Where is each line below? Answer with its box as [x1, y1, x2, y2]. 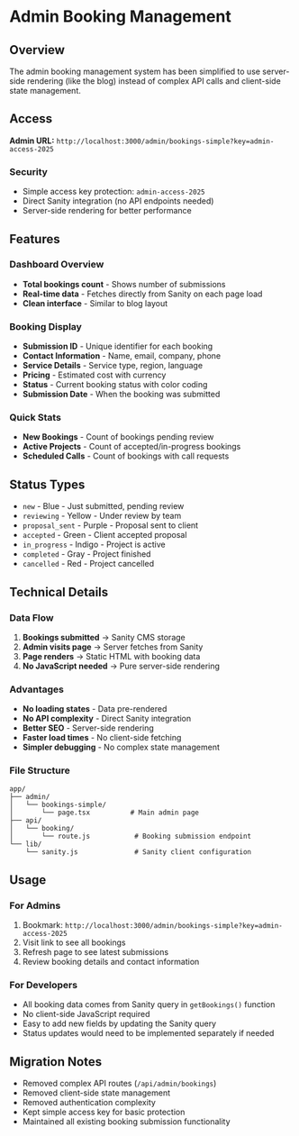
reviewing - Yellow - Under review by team [22, 511, 182, 522]
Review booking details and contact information [22, 957, 200, 968]
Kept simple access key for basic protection [22, 1106, 186, 1118]
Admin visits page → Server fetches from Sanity [22, 641, 204, 652]
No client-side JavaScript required [22, 1009, 150, 1020]
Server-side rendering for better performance [22, 205, 192, 216]
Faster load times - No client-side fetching [22, 732, 182, 743]
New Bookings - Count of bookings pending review [22, 432, 214, 442]
